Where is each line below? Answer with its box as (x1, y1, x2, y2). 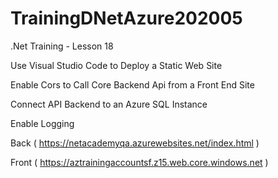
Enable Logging (10, 117, 75, 129)
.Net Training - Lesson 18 (10, 40, 114, 52)
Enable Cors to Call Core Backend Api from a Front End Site (10, 78, 255, 91)
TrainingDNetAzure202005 (10, 7, 243, 30)
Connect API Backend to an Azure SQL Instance (10, 98, 208, 110)
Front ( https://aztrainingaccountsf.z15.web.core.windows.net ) (10, 156, 269, 168)
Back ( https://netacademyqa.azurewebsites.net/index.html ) (10, 137, 260, 149)
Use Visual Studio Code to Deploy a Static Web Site (10, 59, 223, 71)
